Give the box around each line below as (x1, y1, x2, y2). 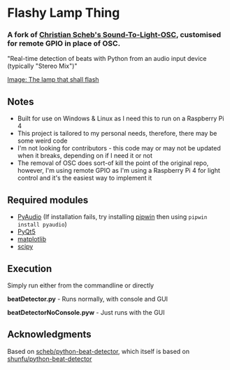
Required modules (7, 194, 89, 206)
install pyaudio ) (17, 220, 68, 229)
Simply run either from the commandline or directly (7, 281, 154, 290)
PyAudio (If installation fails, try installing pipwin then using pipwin (17, 213, 208, 221)
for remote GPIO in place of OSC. (7, 38, 121, 48)
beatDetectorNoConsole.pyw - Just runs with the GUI (7, 308, 166, 316)
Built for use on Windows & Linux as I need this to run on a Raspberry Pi (17, 114, 224, 123)
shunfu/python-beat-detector (7, 355, 92, 363)
